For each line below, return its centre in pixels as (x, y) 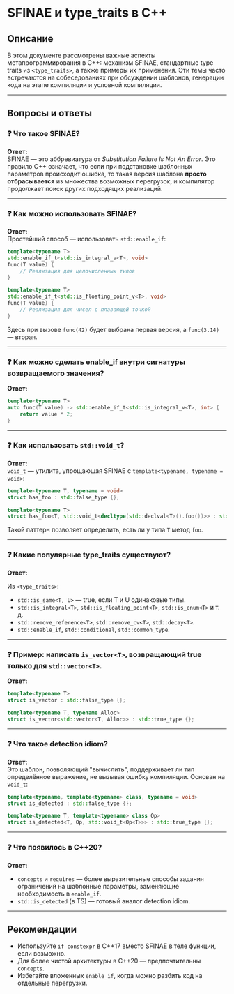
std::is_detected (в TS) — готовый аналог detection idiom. (104, 901)
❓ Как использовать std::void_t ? (66, 446)
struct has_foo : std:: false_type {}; (63, 497)
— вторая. (22, 337)
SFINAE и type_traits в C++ (87, 13)
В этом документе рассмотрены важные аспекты (81, 55)
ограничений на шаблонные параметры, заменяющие (98, 886)
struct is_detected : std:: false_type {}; (70, 804)
